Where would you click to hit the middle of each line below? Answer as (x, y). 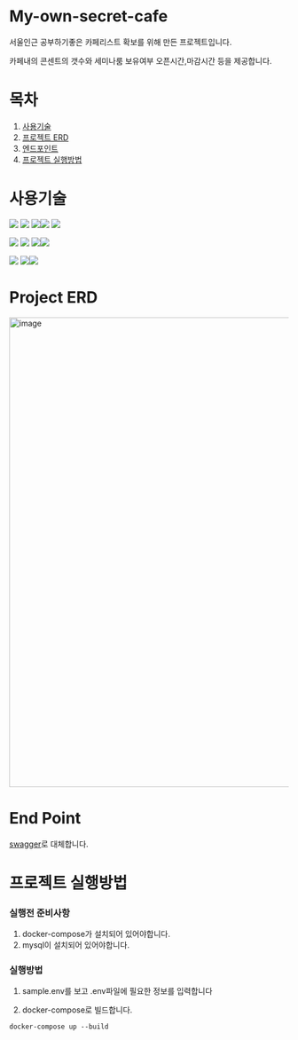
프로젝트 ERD (45, 137)
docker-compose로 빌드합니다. (77, 1010)
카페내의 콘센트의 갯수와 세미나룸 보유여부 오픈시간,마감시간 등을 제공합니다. (141, 60)
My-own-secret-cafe (89, 16)
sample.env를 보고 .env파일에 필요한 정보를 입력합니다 (117, 991)
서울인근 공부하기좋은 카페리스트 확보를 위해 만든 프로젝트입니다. (121, 42)
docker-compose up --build (59, 1027)
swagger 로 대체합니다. (49, 844)
